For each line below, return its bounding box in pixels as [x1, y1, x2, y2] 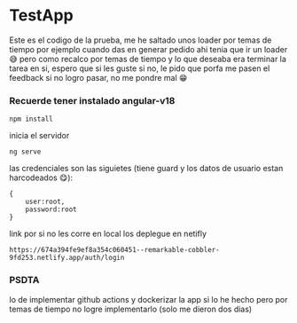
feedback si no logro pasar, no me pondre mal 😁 [9, 72, 188, 83]
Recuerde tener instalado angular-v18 [9, 94, 176, 106]
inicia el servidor [9, 130, 70, 141]
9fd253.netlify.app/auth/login [9, 254, 125, 263]
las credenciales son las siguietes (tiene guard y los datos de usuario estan [9, 163, 284, 174]
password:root [25, 205, 77, 214]
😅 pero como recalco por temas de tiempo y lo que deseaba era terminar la [9, 53, 286, 64]
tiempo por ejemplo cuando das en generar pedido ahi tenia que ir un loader [9, 43, 288, 54]
